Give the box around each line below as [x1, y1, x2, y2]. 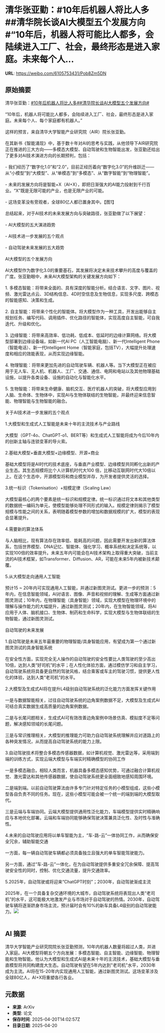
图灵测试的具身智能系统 [5, 645, 53, 650]
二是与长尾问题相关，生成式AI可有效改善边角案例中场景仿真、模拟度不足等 [5, 714, 156, 720]
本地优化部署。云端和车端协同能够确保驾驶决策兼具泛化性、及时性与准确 [13, 814, 160, 820]
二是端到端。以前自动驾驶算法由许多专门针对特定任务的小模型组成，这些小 [5, 785, 156, 791]
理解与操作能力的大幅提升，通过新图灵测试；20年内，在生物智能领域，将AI [5, 603, 157, 609]
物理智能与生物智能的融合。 [13, 398, 70, 404]
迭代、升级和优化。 [5, 321, 44, 326]
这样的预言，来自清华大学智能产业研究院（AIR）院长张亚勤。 [5, 129, 129, 134]
